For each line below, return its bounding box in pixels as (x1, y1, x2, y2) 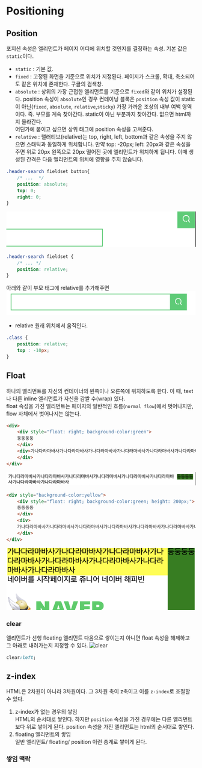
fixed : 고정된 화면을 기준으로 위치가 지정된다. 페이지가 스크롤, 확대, (14, 73, 174, 80)
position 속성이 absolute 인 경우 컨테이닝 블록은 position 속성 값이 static (23, 95, 195, 102)
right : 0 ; (17, 194, 42, 200)
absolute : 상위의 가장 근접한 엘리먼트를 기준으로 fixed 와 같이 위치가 (14, 88, 177, 95)
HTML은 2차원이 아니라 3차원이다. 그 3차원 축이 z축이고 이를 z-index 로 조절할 (6, 688, 191, 695)
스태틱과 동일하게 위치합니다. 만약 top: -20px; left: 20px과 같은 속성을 (26, 140, 191, 148)
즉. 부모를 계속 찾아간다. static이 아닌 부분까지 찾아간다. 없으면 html (28, 110, 186, 118)
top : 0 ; (17, 187, 36, 194)
